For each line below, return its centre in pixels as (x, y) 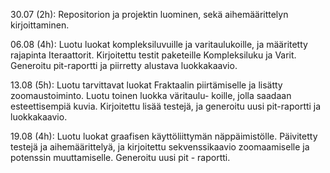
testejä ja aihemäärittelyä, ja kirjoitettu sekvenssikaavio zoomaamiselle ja (160, 147)
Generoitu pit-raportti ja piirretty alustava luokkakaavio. (124, 65)
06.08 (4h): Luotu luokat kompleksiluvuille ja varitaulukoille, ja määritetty (159, 44)
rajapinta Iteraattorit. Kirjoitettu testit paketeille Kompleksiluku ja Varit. (153, 55)
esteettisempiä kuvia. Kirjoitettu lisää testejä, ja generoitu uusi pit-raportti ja (166, 106)
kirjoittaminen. (40, 25)
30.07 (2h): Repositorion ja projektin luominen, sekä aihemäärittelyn (149, 14)
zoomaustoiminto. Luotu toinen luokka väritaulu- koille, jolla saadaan (151, 95)
